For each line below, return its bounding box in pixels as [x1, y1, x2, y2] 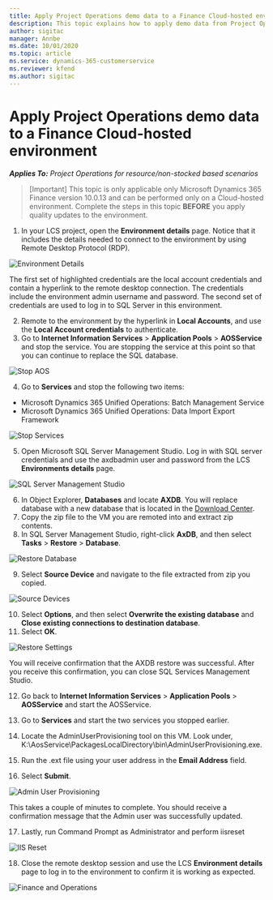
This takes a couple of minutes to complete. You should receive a [9, 802, 228, 812]
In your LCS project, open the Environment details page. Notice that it [20, 225, 256, 235]
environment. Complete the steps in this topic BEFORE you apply [28, 201, 245, 211]
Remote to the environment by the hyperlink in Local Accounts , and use [20, 315, 262, 325]
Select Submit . [20, 771, 71, 781]
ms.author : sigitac [9, 72, 75, 80]
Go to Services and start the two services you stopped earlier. [20, 715, 230, 725]
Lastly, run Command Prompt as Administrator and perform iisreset [20, 826, 245, 836]
